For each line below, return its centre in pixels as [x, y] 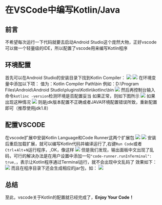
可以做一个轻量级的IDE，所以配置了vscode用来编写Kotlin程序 [66, 48]
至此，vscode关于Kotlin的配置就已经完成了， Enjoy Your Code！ [70, 197]
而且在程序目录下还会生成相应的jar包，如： [54, 168]
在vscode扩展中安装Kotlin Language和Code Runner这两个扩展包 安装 [81, 137]
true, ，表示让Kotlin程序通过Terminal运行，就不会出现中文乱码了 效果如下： [81, 162]
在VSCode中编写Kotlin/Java [63, 10]
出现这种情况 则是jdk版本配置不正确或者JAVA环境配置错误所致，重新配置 [81, 102]
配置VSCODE [25, 125]
